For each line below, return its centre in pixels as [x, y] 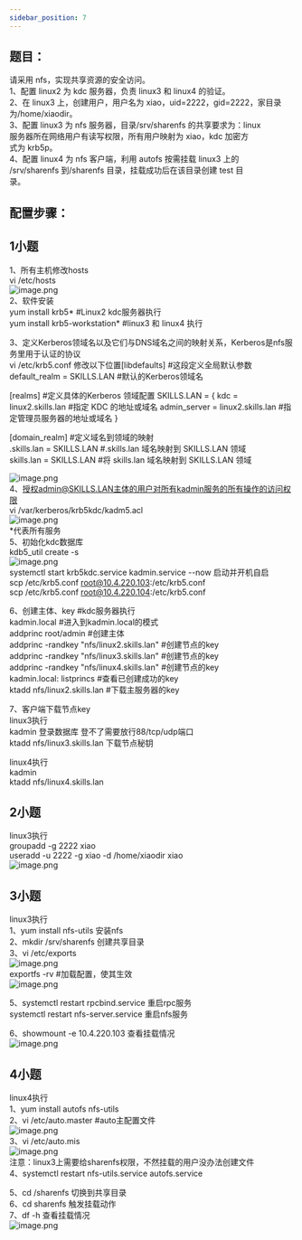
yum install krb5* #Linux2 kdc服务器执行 [85, 312]
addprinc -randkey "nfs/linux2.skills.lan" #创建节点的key [114, 644]
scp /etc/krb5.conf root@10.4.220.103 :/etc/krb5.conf [108, 582]
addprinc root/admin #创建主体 [67, 633]
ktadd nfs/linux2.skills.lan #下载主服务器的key [94, 690]
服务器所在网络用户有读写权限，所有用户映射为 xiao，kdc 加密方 [129, 136]
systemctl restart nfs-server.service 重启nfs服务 [99, 1014]
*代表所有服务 [35, 531]
